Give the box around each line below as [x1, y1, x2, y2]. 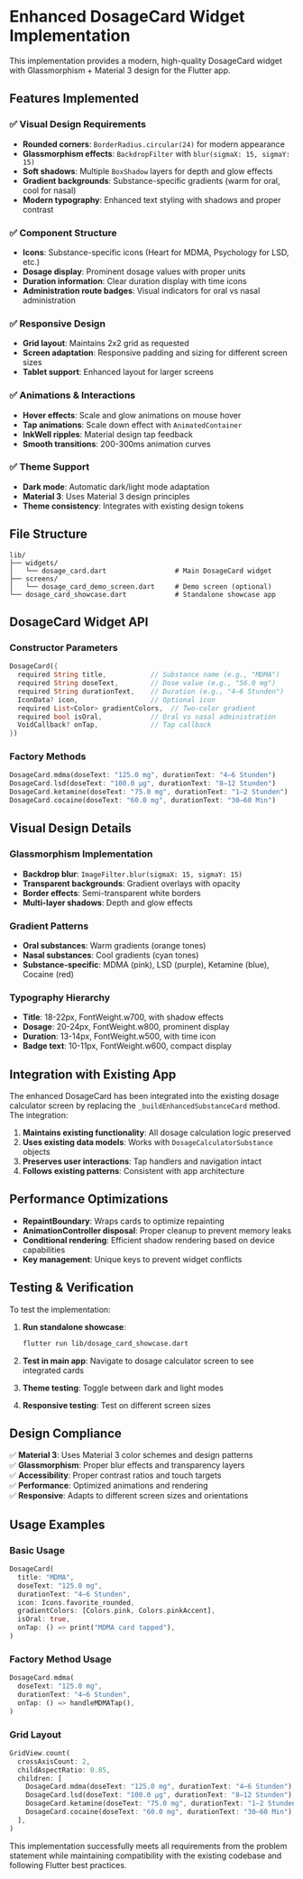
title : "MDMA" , [17, 1572, 75, 1581]
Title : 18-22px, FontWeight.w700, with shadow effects [22, 1012, 224, 1022]
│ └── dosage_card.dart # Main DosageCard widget [9, 566, 272, 575]
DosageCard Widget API [9, 615, 149, 630]
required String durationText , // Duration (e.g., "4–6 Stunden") [17, 687, 284, 696]
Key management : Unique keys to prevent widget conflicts [22, 1253, 243, 1264]
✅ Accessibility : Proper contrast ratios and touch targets [9, 1470, 222, 1480]
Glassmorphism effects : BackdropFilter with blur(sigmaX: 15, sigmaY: [22, 148, 291, 159]
